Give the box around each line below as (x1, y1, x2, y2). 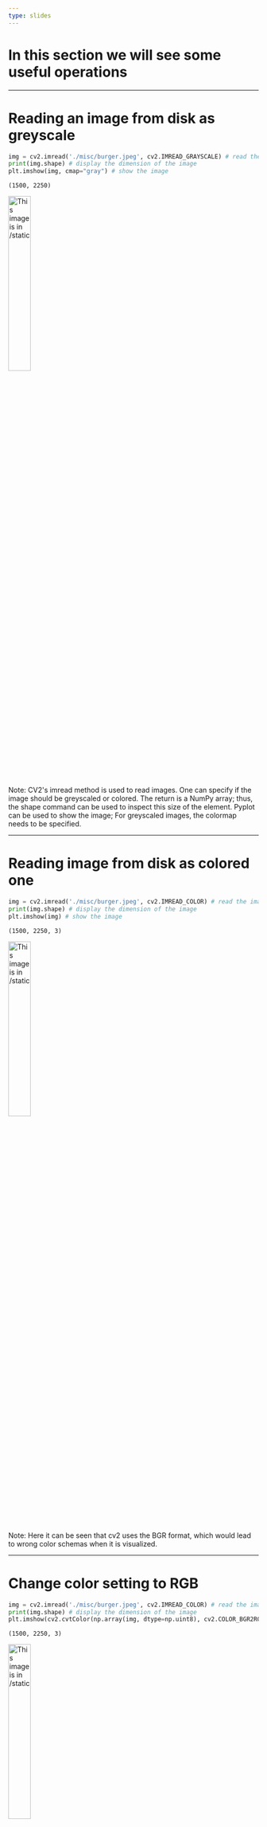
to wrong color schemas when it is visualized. (8, 1539, 157, 1548)
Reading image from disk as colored (8, 854, 250, 872)
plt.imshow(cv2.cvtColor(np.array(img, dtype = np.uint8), (8, 1615, 201, 1624)
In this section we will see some (8, 45, 222, 64)
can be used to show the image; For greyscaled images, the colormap (8, 810, 237, 821)
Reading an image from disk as (8, 109, 215, 127)
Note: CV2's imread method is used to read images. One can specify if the (8, 786, 252, 795)
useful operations (8, 63, 128, 80)
